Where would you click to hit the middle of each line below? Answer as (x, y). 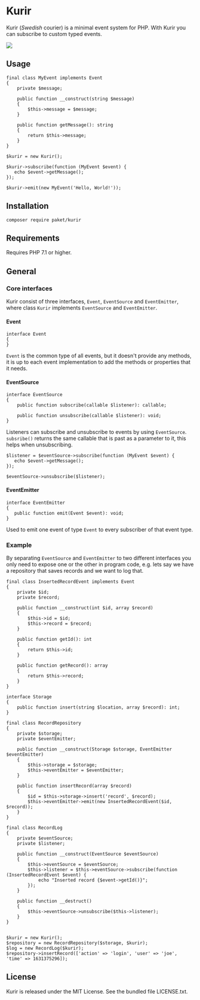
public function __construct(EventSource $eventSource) (88, 854)
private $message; (40, 88)
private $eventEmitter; (47, 738)
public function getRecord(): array (63, 665)
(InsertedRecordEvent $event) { (46, 875)
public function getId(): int (55, 639)
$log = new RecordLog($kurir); (45, 948)
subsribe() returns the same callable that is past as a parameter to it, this (96, 439)
